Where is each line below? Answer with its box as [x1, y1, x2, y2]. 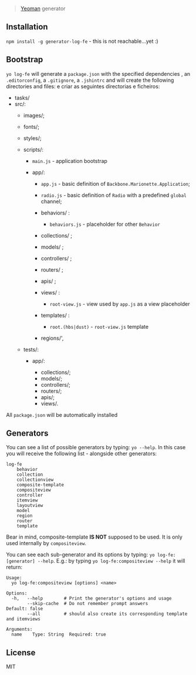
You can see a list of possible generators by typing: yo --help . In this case [6, 444, 186, 451]
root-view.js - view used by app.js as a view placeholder [49, 300, 190, 308]
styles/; [23, 135, 42, 142]
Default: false [6, 606, 43, 612]
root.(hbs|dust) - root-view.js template [49, 323, 148, 330]
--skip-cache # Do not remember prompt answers [27, 601, 148, 607]
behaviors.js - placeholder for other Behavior [49, 220, 160, 228]
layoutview [16, 503, 43, 509]
